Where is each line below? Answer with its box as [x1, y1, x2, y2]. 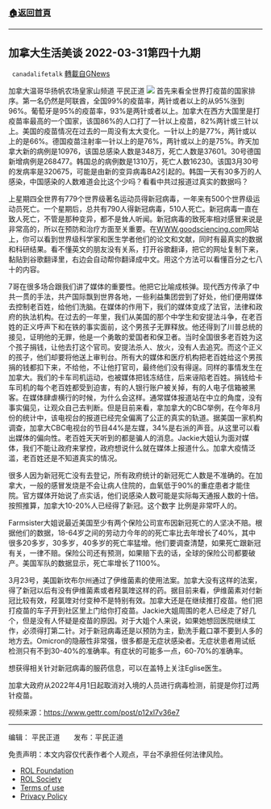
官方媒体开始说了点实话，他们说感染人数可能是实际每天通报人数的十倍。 [22, 491, 263, 501]
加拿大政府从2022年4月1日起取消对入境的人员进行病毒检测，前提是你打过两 [8, 681, 260, 690]
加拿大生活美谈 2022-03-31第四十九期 [8, 46, 201, 60]
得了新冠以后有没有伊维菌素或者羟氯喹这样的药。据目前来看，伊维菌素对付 [8, 585, 256, 595]
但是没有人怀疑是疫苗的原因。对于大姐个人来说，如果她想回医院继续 [22, 616, 248, 626]
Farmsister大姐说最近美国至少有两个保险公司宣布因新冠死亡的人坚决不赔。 [8, 518, 256, 528]
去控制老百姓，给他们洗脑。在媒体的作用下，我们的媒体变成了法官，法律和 [8, 302, 256, 312]
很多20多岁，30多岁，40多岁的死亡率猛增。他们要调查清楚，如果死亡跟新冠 [8, 539, 261, 548]
